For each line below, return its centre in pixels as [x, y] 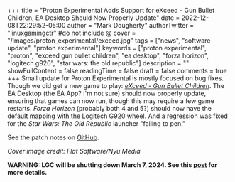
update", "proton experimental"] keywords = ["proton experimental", [107, 48]
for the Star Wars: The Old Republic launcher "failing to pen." [97, 123]
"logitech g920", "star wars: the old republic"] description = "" [98, 63]
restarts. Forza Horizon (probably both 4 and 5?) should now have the [109, 108]
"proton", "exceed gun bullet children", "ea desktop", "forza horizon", [108, 55]
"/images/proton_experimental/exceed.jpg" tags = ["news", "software [109, 41]
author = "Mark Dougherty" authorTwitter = [130, 25]
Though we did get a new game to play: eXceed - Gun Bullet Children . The [116, 86]
